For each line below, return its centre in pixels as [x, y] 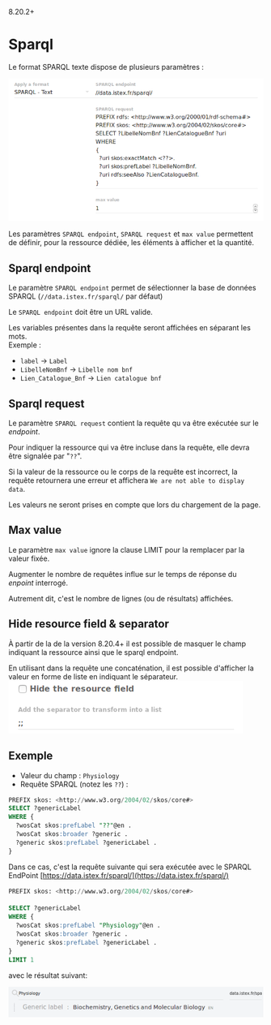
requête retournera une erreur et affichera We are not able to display [127, 480]
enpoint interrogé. [38, 583]
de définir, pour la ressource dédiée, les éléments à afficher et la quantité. [131, 243]
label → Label [44, 361]
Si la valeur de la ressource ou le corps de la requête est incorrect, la [123, 472]
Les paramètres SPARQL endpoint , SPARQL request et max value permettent [131, 234]
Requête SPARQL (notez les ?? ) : [74, 784]
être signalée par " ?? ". [45, 456]
